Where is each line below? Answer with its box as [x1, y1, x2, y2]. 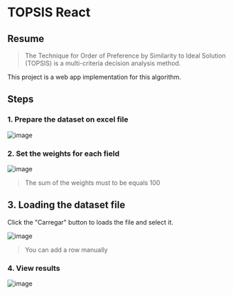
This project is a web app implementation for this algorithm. [7, 73, 182, 81]
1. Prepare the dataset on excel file [7, 114, 129, 124]
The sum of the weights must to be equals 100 [24, 178, 161, 187]
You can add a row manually [24, 245, 108, 254]
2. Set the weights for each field [7, 149, 119, 159]
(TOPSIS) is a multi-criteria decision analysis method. [24, 59, 181, 68]
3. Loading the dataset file [7, 199, 126, 211]
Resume [7, 33, 45, 45]
